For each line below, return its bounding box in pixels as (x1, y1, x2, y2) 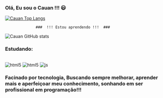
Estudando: (5, 46, 33, 53)
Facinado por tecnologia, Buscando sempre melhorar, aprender (5, 74, 159, 81)
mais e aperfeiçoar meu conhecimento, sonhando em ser (5, 80, 143, 87)
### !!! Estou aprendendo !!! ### (36, 25, 110, 30)
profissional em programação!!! (5, 86, 82, 93)
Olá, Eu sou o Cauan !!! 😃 (5, 4, 66, 11)
